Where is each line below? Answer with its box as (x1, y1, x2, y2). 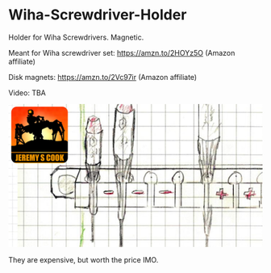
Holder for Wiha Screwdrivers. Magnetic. (8, 32, 144, 42)
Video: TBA (8, 87, 47, 98)
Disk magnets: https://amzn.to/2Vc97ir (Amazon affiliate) (8, 72, 198, 82)
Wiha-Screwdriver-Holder (8, 6, 187, 24)
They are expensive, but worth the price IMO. (8, 255, 159, 265)
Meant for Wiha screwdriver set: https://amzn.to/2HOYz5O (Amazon (8, 48, 236, 57)
